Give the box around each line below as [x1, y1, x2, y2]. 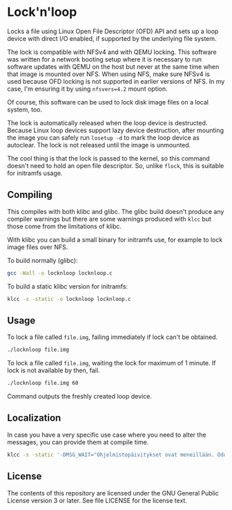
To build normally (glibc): [7, 256, 78, 264]
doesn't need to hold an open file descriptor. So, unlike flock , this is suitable [7, 161, 224, 170]
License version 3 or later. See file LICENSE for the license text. [7, 496, 188, 504]
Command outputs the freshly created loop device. [7, 392, 152, 401]
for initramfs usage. [7, 169, 63, 177]
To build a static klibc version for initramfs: [7, 282, 128, 291]
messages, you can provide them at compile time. [7, 437, 149, 446]
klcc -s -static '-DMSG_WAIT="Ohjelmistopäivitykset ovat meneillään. [7, 451, 215, 458]
